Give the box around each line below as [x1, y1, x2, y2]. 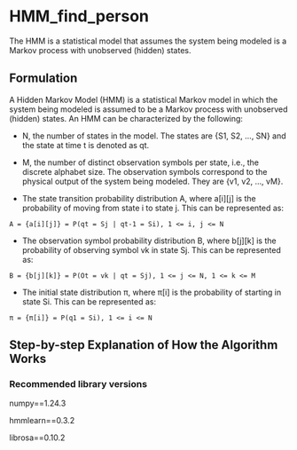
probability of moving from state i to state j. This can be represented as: [21, 202, 284, 213]
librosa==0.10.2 [9, 432, 66, 443]
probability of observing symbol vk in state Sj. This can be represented [21, 244, 281, 255]
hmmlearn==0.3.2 [9, 415, 75, 426]
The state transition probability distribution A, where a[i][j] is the [21, 193, 256, 203]
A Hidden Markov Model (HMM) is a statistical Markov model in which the [9, 94, 278, 105]
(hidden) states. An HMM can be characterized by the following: [9, 113, 244, 123]
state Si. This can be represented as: [21, 296, 157, 307]
